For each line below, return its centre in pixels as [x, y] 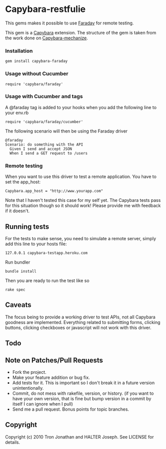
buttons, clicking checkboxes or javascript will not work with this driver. [78, 327]
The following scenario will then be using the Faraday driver [66, 131]
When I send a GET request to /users [49, 153]
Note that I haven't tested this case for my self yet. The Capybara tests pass [83, 200]
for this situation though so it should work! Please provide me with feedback [83, 206]
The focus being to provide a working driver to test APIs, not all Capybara [80, 317]
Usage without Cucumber [37, 74]
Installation [19, 51]
